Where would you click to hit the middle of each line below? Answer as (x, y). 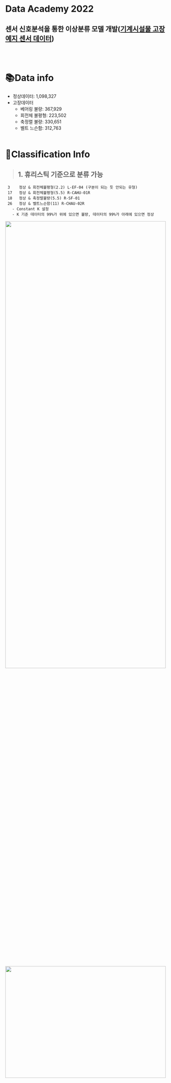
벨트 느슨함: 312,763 (41, 128)
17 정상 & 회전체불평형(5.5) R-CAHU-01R (49, 193)
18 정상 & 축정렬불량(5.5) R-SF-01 (44, 198)
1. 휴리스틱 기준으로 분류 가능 (60, 174)
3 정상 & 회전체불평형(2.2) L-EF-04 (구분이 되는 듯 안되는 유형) (73, 187)
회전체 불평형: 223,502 (43, 115)
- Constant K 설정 (31, 209)
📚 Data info (30, 78)
